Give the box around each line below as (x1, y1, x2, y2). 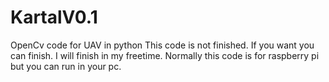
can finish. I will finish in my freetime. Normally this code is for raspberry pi (10, 49, 320, 61)
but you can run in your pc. (10, 60, 122, 72)
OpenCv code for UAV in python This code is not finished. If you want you (10, 39, 315, 51)
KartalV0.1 (10, 6, 98, 29)
